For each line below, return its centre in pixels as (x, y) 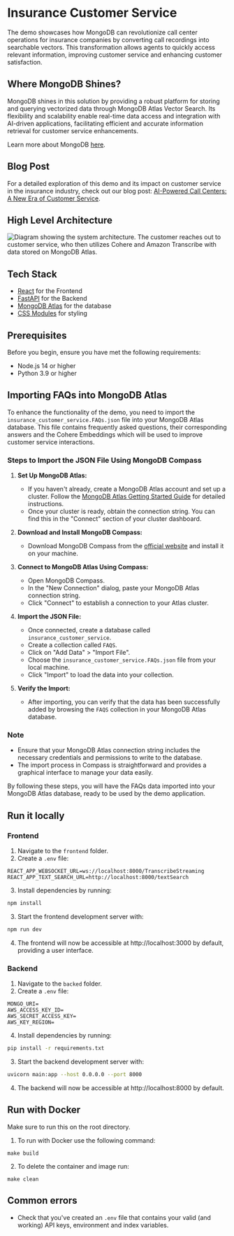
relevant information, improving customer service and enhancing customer (115, 55)
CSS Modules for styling (52, 313)
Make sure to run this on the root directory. (69, 1127)
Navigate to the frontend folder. (63, 851)
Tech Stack (32, 274)
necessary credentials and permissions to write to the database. (110, 758)
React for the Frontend (50, 291)
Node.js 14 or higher (46, 366)
